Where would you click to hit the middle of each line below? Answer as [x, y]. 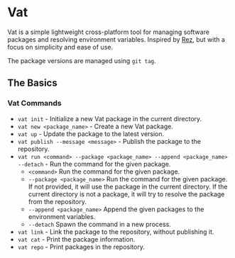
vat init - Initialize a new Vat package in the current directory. [110, 118]
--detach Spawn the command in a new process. [100, 224]
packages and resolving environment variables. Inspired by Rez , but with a [116, 39]
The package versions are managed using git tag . [82, 60]
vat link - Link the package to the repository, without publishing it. [116, 232]
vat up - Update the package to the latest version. [91, 134]
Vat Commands [34, 103]
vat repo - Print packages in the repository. [81, 247]
